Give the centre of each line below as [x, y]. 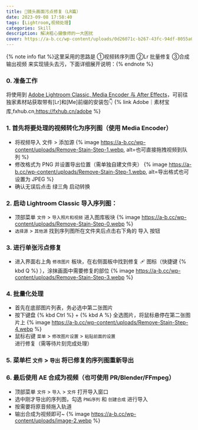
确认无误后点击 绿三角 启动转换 [52, 186]
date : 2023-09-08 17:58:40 [39, 17]
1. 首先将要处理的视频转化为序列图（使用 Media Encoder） [89, 128]
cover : [14, 39]
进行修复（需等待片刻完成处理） [53, 344]
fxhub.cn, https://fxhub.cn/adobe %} [57, 111]
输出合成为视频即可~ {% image [52, 413]
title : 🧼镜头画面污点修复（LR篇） [44, 12]
